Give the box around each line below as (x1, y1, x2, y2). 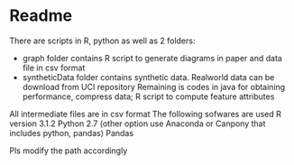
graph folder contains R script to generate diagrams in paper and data (22, 52, 282, 63)
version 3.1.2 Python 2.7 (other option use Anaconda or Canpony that (9, 118, 266, 129)
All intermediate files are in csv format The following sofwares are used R (9, 108, 281, 119)
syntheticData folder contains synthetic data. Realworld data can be (22, 71, 275, 82)
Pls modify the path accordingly (9, 145, 128, 156)
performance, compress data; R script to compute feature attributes (22, 91, 275, 102)
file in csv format (22, 62, 86, 73)
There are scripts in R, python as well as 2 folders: (9, 35, 196, 46)
